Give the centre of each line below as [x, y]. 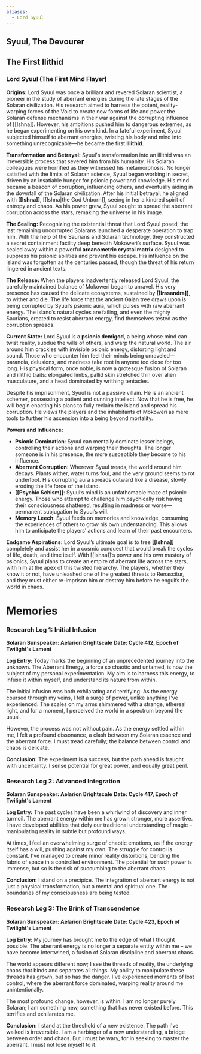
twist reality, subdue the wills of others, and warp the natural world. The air [99, 343]
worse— [162, 505]
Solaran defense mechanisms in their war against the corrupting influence [98, 118]
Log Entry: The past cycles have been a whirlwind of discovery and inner [97, 812]
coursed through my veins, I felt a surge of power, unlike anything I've [92, 698]
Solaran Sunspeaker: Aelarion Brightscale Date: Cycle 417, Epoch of [92, 794]
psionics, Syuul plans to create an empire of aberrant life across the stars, [97, 561]
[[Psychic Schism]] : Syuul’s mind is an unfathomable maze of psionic [101, 492]
